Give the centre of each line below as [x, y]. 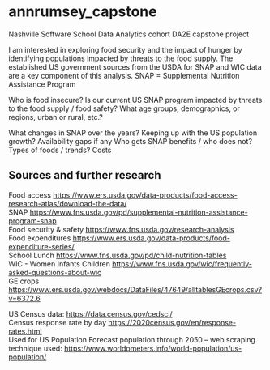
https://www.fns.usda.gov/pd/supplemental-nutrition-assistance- [139, 212]
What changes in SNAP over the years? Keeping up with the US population [133, 133]
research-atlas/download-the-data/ [68, 203]
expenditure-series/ [41, 246]
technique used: [35, 348]
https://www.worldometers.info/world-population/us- [153, 348]
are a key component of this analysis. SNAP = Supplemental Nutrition [124, 75]
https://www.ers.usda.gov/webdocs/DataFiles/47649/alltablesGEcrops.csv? [135, 289]
